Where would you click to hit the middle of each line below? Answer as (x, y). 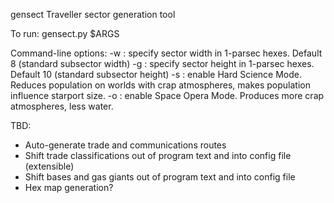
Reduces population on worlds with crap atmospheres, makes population (160, 85)
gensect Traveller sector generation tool (93, 14)
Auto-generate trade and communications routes (125, 145)
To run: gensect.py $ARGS (65, 33)
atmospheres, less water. (62, 106)
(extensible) (49, 166)
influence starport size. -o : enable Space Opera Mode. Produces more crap (167, 95)
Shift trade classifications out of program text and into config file (158, 155)
